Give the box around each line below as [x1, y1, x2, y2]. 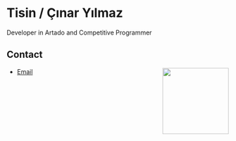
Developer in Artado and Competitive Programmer [6, 28, 152, 37]
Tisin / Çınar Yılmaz [6, 5, 124, 21]
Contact [6, 49, 43, 61]
